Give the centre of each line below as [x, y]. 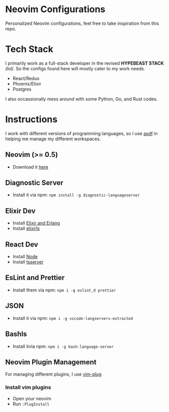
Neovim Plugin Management [51, 362]
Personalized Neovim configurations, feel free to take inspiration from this [82, 23]
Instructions [31, 119]
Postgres [22, 89]
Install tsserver [28, 262]
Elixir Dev [20, 211]
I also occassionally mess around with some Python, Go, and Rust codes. [81, 99]
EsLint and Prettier [35, 278]
